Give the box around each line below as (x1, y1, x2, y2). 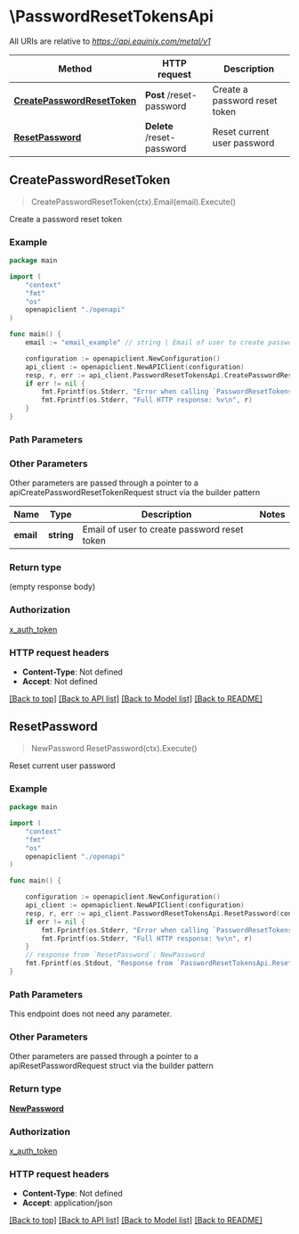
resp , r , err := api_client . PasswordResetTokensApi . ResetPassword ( (25, 908, 280, 918)
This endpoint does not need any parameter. (9, 1008, 172, 1019)
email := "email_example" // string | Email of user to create (25, 338, 265, 347)
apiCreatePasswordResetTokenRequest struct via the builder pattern (9, 487, 261, 498)
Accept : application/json (21, 1197, 113, 1208)
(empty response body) (9, 582, 96, 592)
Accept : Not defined (21, 676, 98, 687)
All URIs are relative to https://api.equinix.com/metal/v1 (9, 36, 211, 46)
